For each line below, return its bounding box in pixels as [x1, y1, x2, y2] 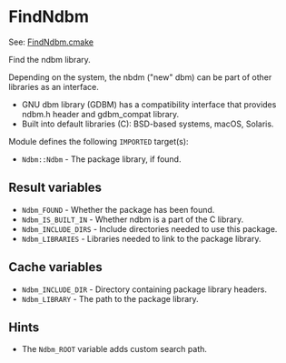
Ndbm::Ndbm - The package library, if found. [21, 153, 182, 165]
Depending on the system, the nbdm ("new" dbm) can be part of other [8, 71, 272, 83]
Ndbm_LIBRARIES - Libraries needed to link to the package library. [21, 233, 261, 244]
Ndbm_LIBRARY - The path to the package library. [21, 293, 199, 304]
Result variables [8, 180, 102, 196]
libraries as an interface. [8, 81, 99, 92]
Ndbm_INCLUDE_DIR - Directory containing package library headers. [21, 284, 267, 295]
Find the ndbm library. [8, 54, 92, 65]
